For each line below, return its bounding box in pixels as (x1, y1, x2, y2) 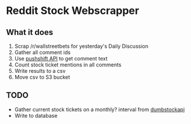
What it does (6, 27, 54, 37)
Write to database (14, 112, 58, 119)
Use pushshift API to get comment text (14, 55, 108, 62)
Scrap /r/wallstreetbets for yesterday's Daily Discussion (14, 42, 149, 49)
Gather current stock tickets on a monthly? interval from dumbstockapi (14, 106, 185, 113)
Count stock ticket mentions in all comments (14, 61, 121, 68)
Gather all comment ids (14, 49, 71, 56)
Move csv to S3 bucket (14, 74, 70, 80)
